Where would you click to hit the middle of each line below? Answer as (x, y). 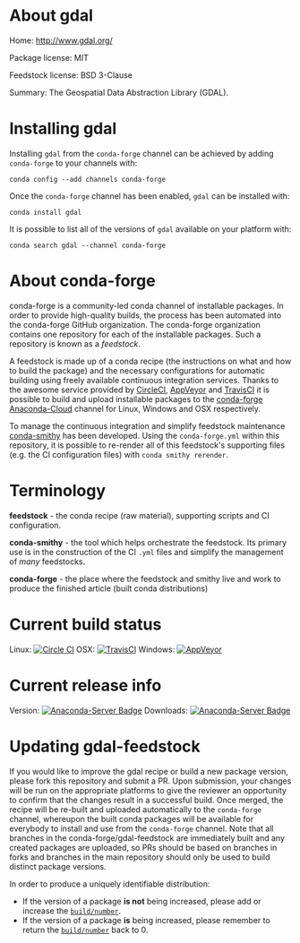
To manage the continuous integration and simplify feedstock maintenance (147, 425)
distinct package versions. (58, 866)
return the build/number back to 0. (85, 930)
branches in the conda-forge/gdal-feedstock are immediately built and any (147, 837)
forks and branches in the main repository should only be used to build (140, 857)
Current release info (86, 685)
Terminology (57, 491)
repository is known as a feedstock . (75, 343)
